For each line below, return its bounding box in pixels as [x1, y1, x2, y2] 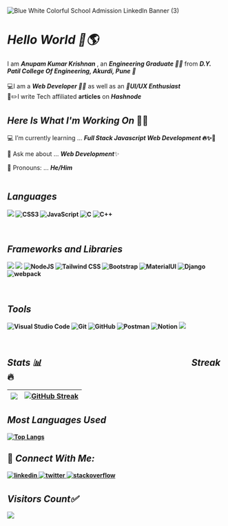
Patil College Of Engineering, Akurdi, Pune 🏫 [7, 66, 136, 75]
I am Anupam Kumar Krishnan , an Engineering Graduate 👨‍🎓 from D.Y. [7, 59, 211, 68]
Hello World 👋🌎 [7, 32, 99, 48]
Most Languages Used [7, 414, 107, 426]
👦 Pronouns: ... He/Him [7, 163, 73, 172]
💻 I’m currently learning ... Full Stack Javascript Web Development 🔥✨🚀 [7, 133, 216, 142]
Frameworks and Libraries [7, 243, 123, 255]
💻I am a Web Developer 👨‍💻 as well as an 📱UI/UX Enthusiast [7, 81, 181, 90]
